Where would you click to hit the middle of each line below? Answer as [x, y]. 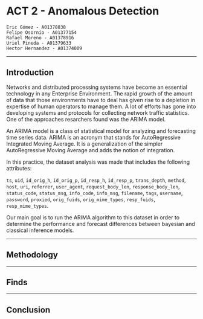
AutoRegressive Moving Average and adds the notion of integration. [91, 150]
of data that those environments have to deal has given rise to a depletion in [101, 100]
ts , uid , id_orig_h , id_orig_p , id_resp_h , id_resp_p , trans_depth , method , [96, 180]
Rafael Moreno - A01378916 [40, 37]
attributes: [19, 168]
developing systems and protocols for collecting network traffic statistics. [98, 112]
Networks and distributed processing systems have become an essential [97, 87]
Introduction [30, 73]
